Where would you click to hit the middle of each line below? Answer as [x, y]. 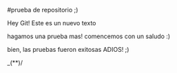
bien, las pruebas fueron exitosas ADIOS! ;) [68, 49]
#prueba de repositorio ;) [43, 10]
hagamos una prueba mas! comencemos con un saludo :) [89, 36]
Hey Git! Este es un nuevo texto [52, 23]
